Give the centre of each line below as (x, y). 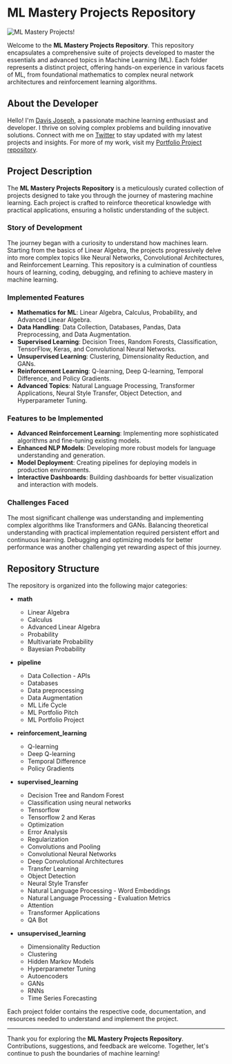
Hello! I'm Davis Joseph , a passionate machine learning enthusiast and (108, 120)
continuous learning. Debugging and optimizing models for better (100, 539)
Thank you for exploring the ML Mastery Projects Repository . (96, 1038)
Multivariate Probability (60, 641)
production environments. (54, 470)
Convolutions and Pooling (64, 847)
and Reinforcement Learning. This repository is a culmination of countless (112, 264)
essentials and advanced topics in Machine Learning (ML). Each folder (107, 59)
